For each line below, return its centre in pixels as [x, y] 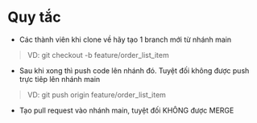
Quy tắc [34, 17]
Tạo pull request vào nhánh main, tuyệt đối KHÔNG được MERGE [126, 110]
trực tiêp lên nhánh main [60, 79]
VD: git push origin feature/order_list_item [97, 94]
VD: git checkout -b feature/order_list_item [98, 55]
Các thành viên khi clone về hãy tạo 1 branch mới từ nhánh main [125, 39]
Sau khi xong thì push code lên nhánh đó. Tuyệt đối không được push [134, 70]
